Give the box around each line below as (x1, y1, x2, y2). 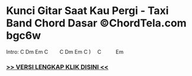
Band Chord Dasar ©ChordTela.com (6, 16, 187, 30)
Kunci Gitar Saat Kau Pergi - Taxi (6, 4, 169, 18)
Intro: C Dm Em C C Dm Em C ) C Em (6, 48, 124, 55)
